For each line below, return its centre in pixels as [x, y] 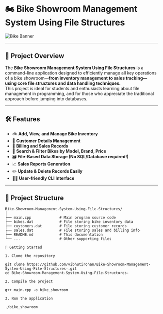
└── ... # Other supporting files [58, 239]
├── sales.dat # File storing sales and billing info [72, 231]
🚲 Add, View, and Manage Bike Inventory [55, 133]
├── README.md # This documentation [54, 235]
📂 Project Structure [34, 198]
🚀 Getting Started [24, 248]
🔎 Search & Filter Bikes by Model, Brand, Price [59, 151]
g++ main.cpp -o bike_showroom [37, 290]
